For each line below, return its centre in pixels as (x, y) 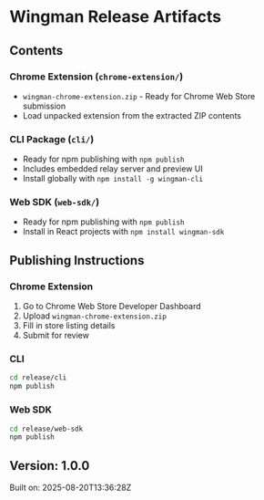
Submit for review (56, 336)
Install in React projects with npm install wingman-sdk (123, 232)
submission (44, 106)
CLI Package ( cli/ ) (52, 139)
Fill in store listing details (69, 326)
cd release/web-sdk (46, 429)
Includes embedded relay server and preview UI (112, 169)
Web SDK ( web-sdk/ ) (55, 203)
